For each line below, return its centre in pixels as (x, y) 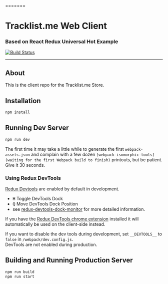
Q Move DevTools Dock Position (45, 204)
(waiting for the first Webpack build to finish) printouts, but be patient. (84, 160)
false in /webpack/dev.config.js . (39, 239)
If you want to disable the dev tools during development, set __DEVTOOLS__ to (84, 234)
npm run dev (17, 139)
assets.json (17, 155)
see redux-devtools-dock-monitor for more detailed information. (79, 209)
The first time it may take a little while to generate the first (64, 149)
